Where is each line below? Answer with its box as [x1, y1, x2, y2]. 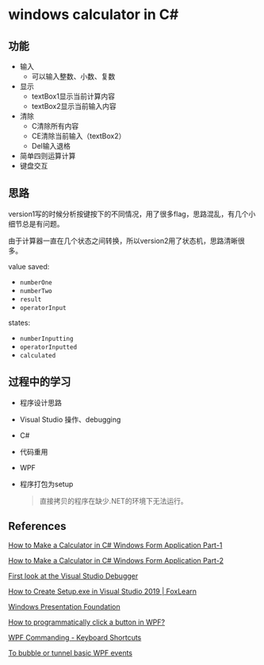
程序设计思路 [19, 397, 62, 407]
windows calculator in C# [8, 6, 179, 24]
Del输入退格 [31, 141, 71, 150]
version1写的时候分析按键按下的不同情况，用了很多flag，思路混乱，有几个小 [8, 209, 256, 218]
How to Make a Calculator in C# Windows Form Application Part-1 [8, 540, 223, 550]
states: [8, 318, 30, 327]
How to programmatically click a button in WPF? [8, 617, 165, 627]
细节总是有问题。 [8, 218, 64, 228]
